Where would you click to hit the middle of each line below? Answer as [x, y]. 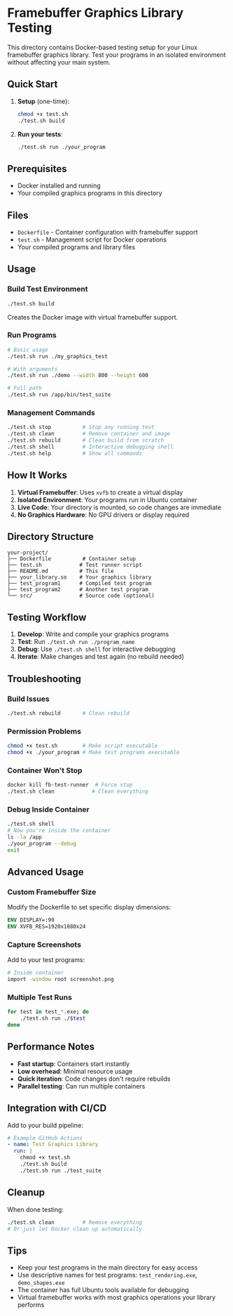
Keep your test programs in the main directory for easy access [107, 1268]
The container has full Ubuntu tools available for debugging [103, 1290]
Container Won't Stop [45, 770]
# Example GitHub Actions [45, 1138]
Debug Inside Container [48, 809]
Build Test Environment [48, 289]
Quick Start [33, 85]
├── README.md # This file [61, 571]
